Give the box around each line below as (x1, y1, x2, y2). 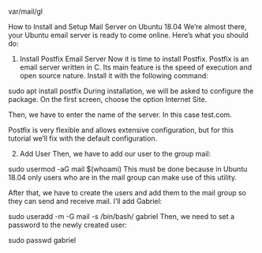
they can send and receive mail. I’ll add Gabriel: (8, 197, 163, 206)
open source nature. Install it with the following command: (19, 71, 209, 80)
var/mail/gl (8, 7, 43, 16)
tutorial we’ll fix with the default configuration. (8, 134, 158, 143)
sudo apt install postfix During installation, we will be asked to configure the (8, 86, 254, 96)
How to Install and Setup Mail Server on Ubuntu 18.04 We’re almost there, (8, 22, 247, 31)
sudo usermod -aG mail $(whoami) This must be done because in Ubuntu (8, 164, 248, 173)
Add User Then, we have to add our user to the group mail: (19, 149, 211, 158)
